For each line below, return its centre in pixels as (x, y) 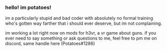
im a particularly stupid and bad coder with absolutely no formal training (79, 18)
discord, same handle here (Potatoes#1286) (50, 44)
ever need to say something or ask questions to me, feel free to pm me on (81, 38)
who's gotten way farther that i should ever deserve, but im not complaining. (84, 23)
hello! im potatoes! (28, 7)
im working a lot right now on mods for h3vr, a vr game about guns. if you (81, 33)
